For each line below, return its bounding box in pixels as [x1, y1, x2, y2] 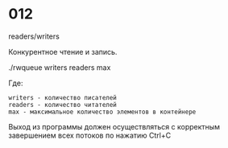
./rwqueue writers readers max [8, 62, 111, 72]
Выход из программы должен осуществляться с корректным [8, 121, 220, 131]
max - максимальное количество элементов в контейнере [8, 108, 197, 116]
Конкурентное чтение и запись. [8, 47, 118, 56]
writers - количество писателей [8, 93, 117, 101]
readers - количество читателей [8, 101, 117, 109]
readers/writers [8, 31, 60, 41]
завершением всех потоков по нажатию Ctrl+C [8, 130, 172, 140]
